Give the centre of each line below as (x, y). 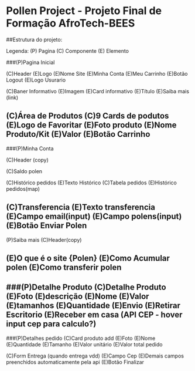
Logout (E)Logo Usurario (36, 80)
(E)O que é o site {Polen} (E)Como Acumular (88, 258)
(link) (12, 97)
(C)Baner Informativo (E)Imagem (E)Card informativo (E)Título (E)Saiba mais (97, 91)
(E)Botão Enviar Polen (47, 226)
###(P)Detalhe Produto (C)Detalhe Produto (86, 287)
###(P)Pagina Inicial (30, 62)
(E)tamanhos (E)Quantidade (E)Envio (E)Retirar (93, 306)
